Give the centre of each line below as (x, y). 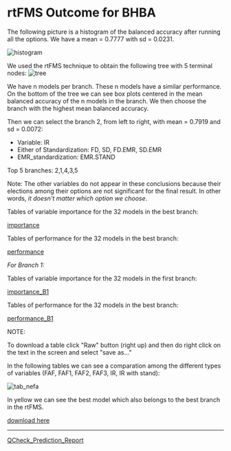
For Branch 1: (26, 265)
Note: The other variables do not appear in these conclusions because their (114, 183)
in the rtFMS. (25, 407)
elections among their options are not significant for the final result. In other (114, 191)
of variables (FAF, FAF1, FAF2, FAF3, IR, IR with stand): (84, 373)
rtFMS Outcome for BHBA (81, 13)
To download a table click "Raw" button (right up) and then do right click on (114, 345)
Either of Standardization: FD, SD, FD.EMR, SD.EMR (89, 149)
